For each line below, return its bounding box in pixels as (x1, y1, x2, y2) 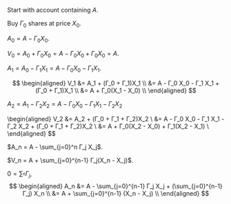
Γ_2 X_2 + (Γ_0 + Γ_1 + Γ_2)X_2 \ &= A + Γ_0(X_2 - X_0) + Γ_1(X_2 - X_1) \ (7, 122, 209, 130)
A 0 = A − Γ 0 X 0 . (7, 34, 50, 44)
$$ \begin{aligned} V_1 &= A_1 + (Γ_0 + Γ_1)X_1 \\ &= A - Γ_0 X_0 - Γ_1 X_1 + (12, 79, 220, 88)
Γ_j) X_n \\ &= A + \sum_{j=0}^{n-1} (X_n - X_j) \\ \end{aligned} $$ (22, 189, 210, 197)
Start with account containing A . (7, 6, 99, 14)
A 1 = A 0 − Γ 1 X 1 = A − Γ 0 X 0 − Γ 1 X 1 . (7, 64, 101, 74)
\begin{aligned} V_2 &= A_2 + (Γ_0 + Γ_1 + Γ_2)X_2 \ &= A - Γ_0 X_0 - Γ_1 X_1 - (7, 114, 225, 123)
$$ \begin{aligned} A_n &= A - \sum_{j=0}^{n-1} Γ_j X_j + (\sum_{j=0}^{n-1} (9, 182, 223, 190)
